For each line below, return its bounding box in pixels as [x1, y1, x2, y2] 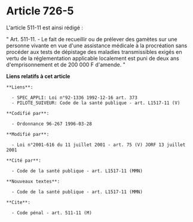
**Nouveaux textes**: [6, 178, 60, 184]
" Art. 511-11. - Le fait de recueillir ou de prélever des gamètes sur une [6, 35, 177, 42]
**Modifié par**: [6, 131, 50, 137]
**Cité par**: [6, 157, 42, 163]
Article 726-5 [6, 4, 74, 18]
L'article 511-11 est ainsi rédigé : [6, 24, 84, 31]
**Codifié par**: [6, 110, 50, 116]
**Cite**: [6, 199, 31, 205]
